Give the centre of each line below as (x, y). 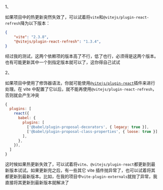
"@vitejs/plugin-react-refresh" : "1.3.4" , (57, 42)
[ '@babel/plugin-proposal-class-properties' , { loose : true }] (92, 131)
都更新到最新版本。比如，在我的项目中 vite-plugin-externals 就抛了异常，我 (81, 176)
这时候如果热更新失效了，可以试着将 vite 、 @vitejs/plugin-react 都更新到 (78, 164)
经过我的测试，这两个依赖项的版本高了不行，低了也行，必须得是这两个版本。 (82, 56)
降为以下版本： (35, 23)
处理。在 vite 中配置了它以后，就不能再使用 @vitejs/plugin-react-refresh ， (81, 89)
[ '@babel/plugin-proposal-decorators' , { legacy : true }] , (88, 127)
